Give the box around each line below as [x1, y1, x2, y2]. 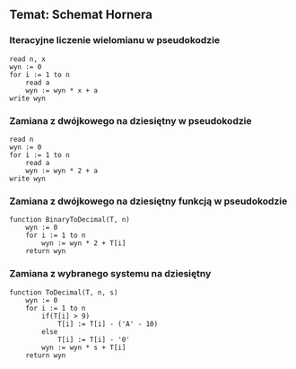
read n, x [9, 54, 47, 64]
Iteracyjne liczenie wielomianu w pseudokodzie [9, 34, 221, 47]
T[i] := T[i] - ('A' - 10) [57, 319, 159, 329]
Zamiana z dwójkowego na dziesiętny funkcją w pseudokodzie [9, 195, 288, 207]
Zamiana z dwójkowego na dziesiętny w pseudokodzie [9, 114, 253, 127]
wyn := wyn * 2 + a [25, 166, 99, 175]
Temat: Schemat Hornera [9, 7, 152, 22]
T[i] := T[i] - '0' [57, 335, 130, 344]
